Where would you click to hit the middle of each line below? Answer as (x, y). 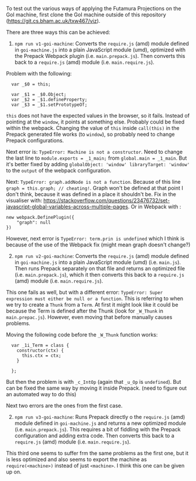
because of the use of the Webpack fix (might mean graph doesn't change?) (98, 245)
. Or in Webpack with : (154, 207)
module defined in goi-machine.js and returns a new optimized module (100, 423)
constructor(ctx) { (40, 351)
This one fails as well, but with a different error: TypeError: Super (85, 292)
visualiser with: (24, 200)
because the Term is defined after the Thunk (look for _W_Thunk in (85, 311)
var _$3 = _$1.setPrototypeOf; (49, 105)
